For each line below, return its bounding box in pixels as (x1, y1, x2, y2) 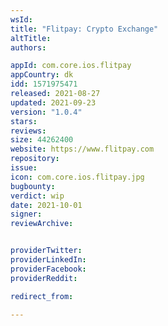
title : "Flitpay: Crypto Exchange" (10, 24, 159, 34)
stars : (10, 116, 38, 126)
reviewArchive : (10, 219, 74, 229)
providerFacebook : (10, 264, 87, 274)
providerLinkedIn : (10, 255, 87, 265)
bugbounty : (10, 181, 56, 191)
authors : (10, 42, 47, 53)
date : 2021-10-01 (10, 200, 83, 210)
